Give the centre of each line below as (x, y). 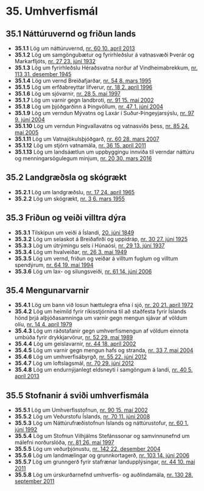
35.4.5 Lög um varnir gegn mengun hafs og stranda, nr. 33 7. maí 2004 (104, 350)
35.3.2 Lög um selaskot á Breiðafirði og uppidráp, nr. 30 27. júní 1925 (101, 239)
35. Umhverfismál (52, 11)
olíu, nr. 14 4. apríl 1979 (43, 325)
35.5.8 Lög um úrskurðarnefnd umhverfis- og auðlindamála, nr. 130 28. (104, 475)
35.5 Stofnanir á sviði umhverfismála (77, 395)
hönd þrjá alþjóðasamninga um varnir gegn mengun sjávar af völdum (101, 318)
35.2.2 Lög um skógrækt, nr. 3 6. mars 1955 (70, 199)
